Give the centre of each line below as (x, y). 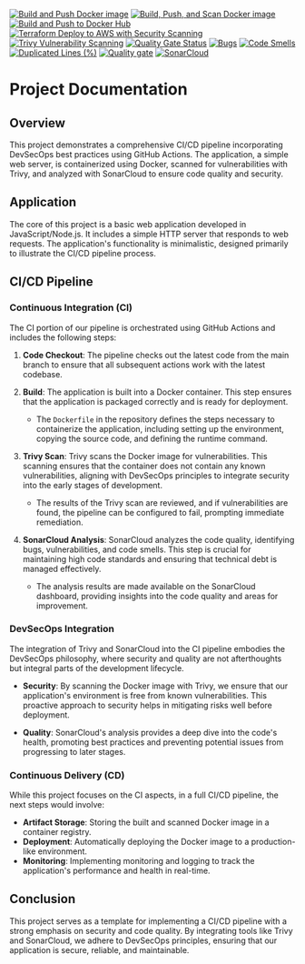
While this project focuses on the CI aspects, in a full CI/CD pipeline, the (144, 795)
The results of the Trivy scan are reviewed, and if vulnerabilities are (162, 502)
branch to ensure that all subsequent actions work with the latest (144, 365)
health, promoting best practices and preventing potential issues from (153, 742)
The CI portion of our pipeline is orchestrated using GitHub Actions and (143, 327)
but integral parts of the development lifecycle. (97, 668)
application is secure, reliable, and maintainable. (99, 949)
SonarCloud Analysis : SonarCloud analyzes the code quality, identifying (158, 539)
